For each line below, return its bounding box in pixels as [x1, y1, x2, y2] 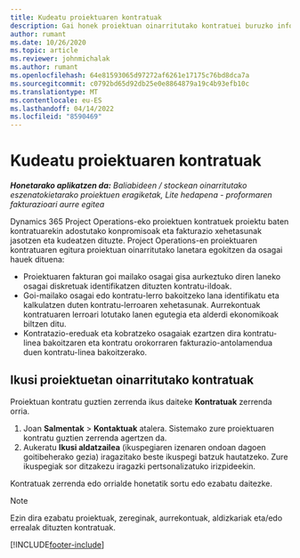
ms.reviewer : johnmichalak [10, 54, 110, 63]
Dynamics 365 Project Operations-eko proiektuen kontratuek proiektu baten [10, 216, 289, 227]
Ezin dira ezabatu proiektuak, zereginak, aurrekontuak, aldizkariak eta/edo [10, 513, 283, 523]
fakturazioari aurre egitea [10, 199, 105, 210]
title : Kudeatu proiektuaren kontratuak [10, 12, 163, 22]
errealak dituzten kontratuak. [10, 522, 117, 532]
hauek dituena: [10, 255, 65, 265]
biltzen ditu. [22, 319, 67, 329]
